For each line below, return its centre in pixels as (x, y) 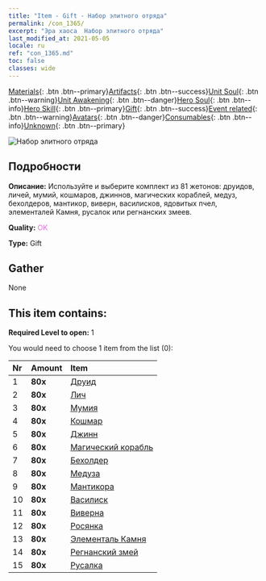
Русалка (86, 566)
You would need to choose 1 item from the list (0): (91, 349)
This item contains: (58, 313)
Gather (26, 268)
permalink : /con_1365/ (46, 23)
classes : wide (32, 69)
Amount (47, 368)
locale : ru (27, 46)
